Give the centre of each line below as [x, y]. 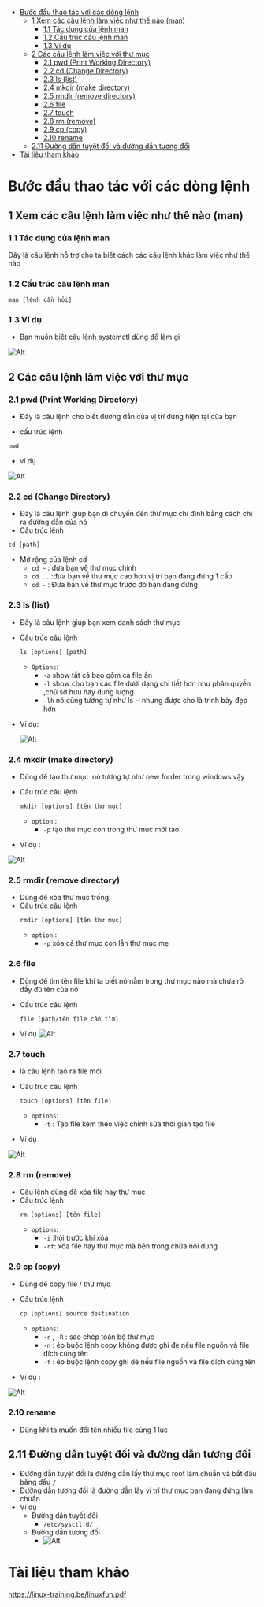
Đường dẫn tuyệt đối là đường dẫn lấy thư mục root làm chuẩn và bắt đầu [138, 1473]
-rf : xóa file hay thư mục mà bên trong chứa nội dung [130, 1246]
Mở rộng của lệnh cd [53, 560]
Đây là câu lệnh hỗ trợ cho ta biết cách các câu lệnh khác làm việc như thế [129, 255]
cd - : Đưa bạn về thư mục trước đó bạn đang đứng [115, 585]
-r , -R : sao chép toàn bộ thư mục [99, 1337]
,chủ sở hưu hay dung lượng [88, 692]
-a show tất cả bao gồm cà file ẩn [98, 675]
